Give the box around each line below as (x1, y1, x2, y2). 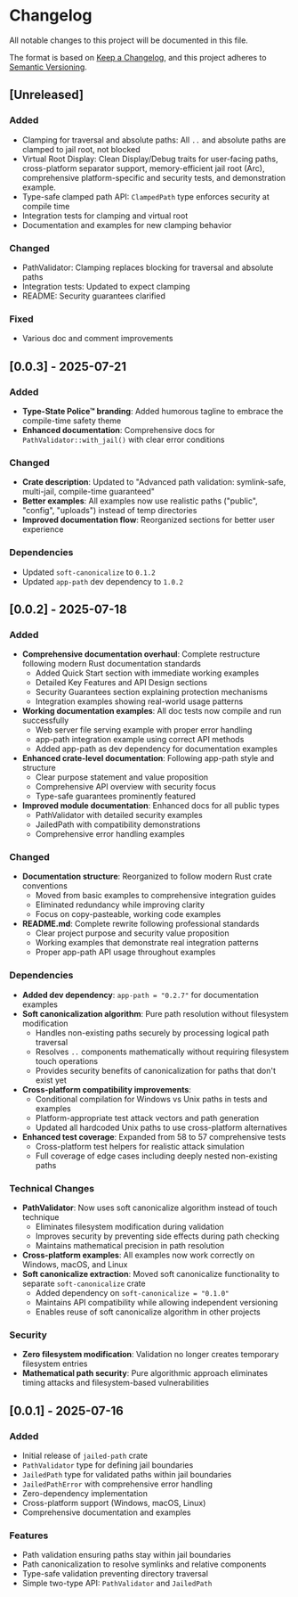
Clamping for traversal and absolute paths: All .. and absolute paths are (21, 135, 286, 145)
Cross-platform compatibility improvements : (21, 1084, 191, 1094)
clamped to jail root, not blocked (21, 143, 141, 154)
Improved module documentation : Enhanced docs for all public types (21, 800, 280, 811)
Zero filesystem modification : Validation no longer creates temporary (21, 1349, 279, 1360)
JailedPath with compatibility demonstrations (35, 819, 201, 830)
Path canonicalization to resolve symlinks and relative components (21, 1559, 267, 1569)
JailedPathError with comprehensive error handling (21, 1478, 213, 1489)
